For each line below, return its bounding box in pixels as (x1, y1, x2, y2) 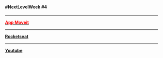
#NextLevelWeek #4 (5, 4, 48, 10)
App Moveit (5, 19, 29, 25)
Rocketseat (5, 34, 29, 39)
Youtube (5, 48, 23, 54)
